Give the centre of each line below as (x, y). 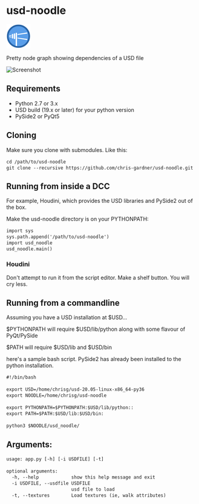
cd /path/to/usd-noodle (36, 162)
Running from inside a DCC (58, 186)
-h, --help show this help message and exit (83, 477)
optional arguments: (32, 471)
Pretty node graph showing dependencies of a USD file (75, 58)
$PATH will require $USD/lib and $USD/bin (59, 347)
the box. (17, 207)
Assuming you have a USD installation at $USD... (67, 317)
